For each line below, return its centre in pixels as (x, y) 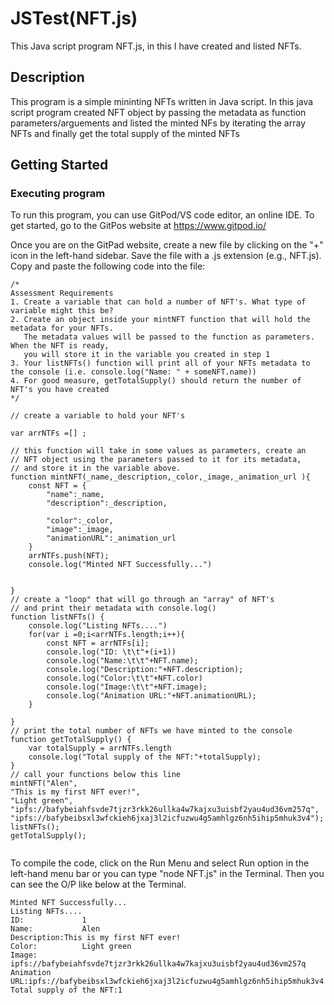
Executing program (58, 194)
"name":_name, (75, 495)
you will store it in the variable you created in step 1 (147, 355)
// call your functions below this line (96, 775)
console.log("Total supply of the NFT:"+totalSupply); (145, 757)
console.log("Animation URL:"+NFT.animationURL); (151, 696)
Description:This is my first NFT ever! (96, 938)
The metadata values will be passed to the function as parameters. (169, 337)
